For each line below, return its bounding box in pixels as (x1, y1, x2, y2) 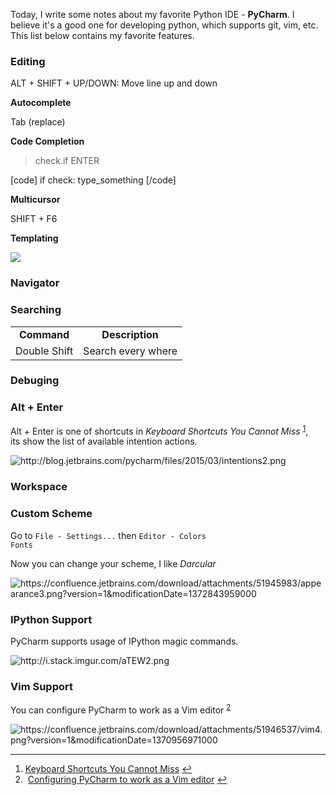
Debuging (10, 374, 60, 388)
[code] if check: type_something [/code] (10, 174, 177, 186)
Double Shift (15, 344, 74, 358)
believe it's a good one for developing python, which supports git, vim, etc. (10, 19, 319, 31)
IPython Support (10, 612, 93, 626)
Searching (10, 303, 62, 317)
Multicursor (10, 194, 61, 206)
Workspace (10, 480, 68, 494)
